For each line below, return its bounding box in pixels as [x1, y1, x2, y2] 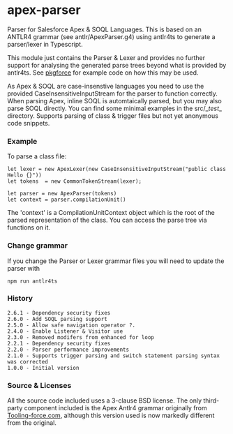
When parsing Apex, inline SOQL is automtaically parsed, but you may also [7, 96, 222, 105]
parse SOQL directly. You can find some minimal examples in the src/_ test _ [7, 104, 222, 112]
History [7, 294, 33, 304]
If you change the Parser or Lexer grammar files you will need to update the [7, 257, 225, 265]
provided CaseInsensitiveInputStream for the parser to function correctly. [7, 89, 218, 98]
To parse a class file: [7, 152, 67, 160]
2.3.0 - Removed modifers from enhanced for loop [7, 334, 155, 341]
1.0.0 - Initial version [7, 364, 80, 371]
